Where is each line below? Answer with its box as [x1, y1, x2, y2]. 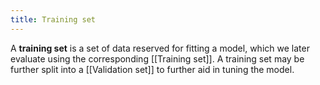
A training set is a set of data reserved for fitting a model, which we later [10, 42, 310, 54]
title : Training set [10, 14, 97, 25]
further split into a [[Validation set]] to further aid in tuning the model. [10, 63, 295, 75]
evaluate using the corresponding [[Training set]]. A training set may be [10, 52, 305, 65]
